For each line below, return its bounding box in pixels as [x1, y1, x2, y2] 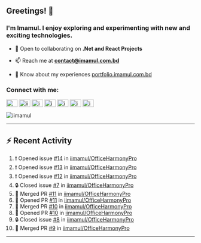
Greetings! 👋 [6, 6, 54, 16]
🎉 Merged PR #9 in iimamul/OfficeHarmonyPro [14, 224, 130, 232]
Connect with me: [6, 85, 59, 94]
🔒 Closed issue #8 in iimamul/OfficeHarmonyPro [14, 216, 135, 223]
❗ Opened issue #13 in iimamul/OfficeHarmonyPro [14, 164, 137, 171]
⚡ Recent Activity [6, 136, 72, 146]
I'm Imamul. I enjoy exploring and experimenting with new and [6, 24, 190, 32]
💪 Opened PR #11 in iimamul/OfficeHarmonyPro [14, 196, 132, 204]
